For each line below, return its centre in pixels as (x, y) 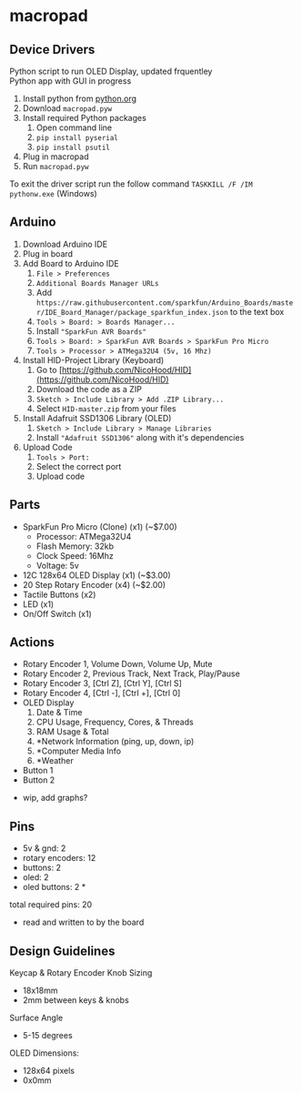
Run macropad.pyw (55, 166)
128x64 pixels (49, 1071)
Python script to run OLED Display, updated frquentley (111, 71)
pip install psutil (73, 147)
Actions (32, 643)
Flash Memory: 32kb (75, 546)
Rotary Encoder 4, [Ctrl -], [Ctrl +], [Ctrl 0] (101, 693)
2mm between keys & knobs (75, 1000)
